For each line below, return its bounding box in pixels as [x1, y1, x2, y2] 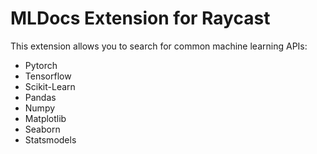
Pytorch [24, 59, 58, 71]
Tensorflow [24, 70, 72, 82]
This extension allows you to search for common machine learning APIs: [10, 40, 308, 52]
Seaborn [24, 123, 61, 135]
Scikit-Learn [24, 80, 76, 92]
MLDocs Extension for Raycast [10, 7, 271, 30]
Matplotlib [24, 112, 67, 124]
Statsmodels [24, 133, 77, 146]
